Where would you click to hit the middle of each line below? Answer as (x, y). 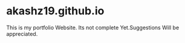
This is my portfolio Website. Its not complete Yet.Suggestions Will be (93, 27)
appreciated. (22, 33)
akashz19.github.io (55, 11)
